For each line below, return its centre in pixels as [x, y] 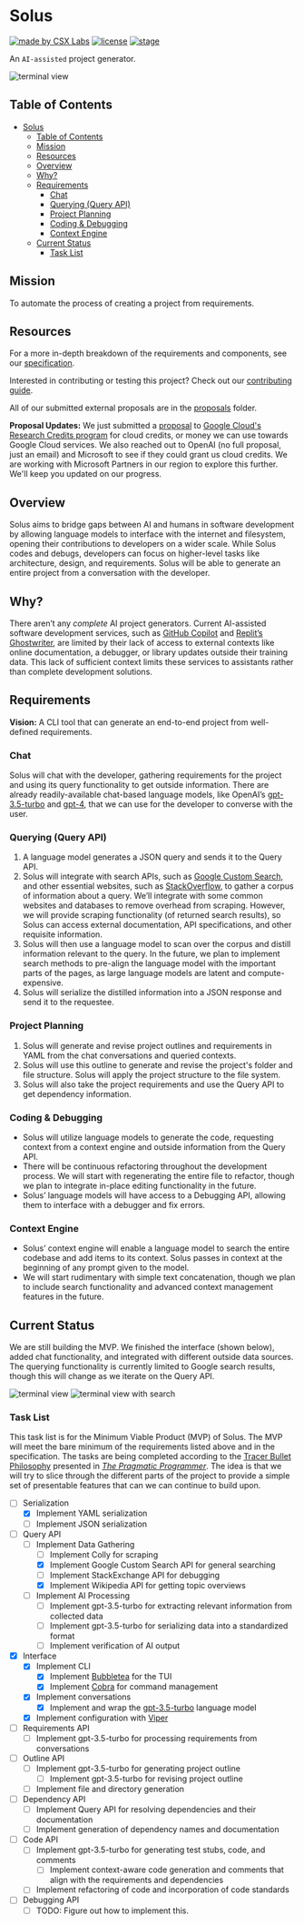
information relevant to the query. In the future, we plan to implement [151, 954]
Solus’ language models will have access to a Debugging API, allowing [154, 1195]
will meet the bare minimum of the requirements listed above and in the [142, 1446]
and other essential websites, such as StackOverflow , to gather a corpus [158, 886]
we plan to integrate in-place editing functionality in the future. [139, 1185]
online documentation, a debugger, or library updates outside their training [149, 652]
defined [24, 731]
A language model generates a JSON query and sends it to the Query [152, 857]
